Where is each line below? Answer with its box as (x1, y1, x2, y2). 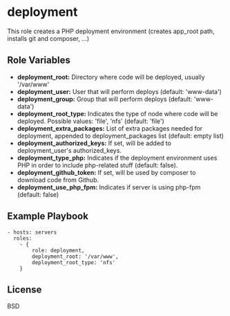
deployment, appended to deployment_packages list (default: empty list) (17, 131, 224, 140)
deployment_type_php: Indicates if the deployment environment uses (17, 154, 218, 162)
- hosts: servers (7, 229, 57, 236)
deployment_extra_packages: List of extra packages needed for (17, 124, 203, 132)
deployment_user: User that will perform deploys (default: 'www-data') (17, 87, 222, 95)
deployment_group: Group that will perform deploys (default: (17, 95, 193, 103)
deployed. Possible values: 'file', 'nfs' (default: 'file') (17, 117, 164, 125)
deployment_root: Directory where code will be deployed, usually (17, 73, 205, 81)
